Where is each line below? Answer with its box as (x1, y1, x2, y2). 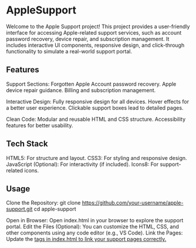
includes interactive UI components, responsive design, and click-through (6, 42, 185, 49)
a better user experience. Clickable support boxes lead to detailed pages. (6, 104, 184, 111)
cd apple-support (33, 206, 76, 213)
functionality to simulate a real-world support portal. (6, 47, 132, 55)
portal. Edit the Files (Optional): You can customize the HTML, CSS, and (6, 223, 179, 230)
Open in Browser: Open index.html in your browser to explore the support (6, 217, 184, 224)
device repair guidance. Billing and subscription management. (6, 86, 156, 94)
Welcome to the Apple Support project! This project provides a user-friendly (6, 23, 190, 30)
